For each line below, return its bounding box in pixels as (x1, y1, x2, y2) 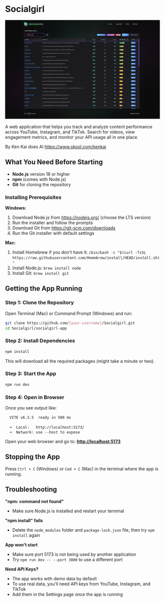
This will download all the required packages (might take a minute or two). (5, 358, 155, 364)
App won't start (5, 541, 38, 547)
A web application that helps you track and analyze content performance (5, 124, 153, 129)
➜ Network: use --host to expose (9, 430, 80, 435)
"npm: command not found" (5, 498, 64, 504)
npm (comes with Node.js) (12, 176, 66, 182)
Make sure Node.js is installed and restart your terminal (12, 508, 124, 514)
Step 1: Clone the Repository (5, 299, 74, 306)
